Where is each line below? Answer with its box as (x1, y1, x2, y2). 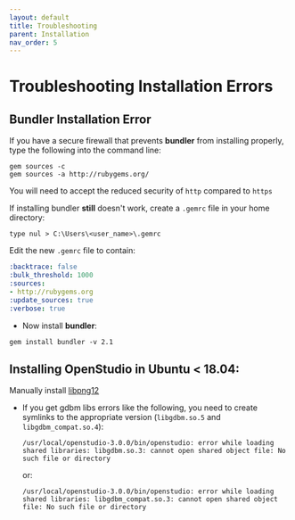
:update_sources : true (9, 295, 94, 304)
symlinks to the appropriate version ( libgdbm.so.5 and (21, 412, 221, 423)
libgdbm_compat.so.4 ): (21, 421, 104, 433)
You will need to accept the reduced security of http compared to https (9, 186, 274, 196)
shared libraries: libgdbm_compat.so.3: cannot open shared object (21, 495, 278, 504)
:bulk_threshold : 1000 (9, 271, 94, 280)
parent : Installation (9, 29, 90, 38)
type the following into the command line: (9, 144, 162, 156)
